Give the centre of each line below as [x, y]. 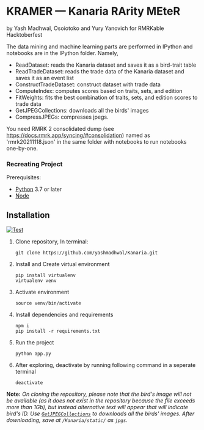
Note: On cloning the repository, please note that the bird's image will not [99, 394]
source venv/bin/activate [48, 303]
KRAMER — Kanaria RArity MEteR [93, 11]
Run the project [35, 343]
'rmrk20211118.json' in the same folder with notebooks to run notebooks [97, 141]
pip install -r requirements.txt [58, 332]
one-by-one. [22, 148]
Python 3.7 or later [38, 189]
